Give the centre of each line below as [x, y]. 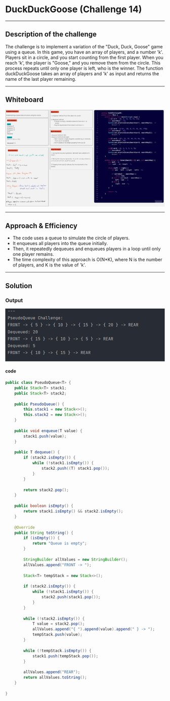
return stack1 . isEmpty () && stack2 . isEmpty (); [73, 511]
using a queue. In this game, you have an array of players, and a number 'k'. [84, 52]
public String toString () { [44, 533]
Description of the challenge [51, 34]
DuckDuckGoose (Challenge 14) [74, 9]
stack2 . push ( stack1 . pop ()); [71, 597]
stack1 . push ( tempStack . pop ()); [65, 656]
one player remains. [33, 254]
